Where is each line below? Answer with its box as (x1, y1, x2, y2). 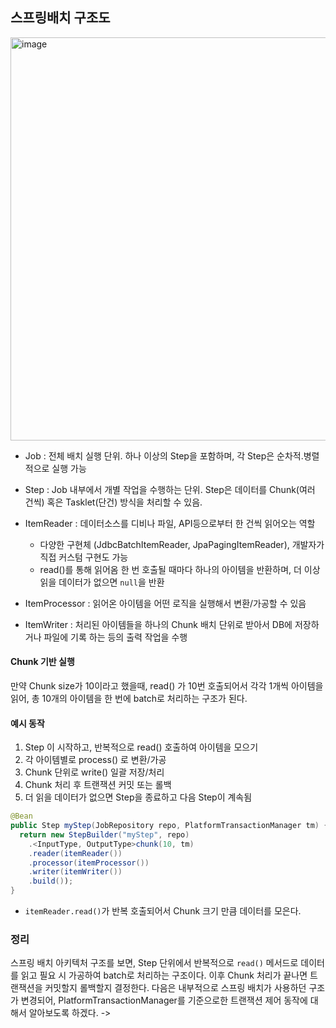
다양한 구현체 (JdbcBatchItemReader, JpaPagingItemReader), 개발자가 (39, 538, 325, 550)
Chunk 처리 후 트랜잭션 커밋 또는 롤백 (24, 779, 172, 791)
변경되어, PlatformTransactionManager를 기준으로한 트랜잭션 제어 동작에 (20, 994, 308, 1007)
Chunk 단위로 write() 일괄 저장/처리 (24, 766, 165, 778)
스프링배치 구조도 (10, 9, 111, 27)
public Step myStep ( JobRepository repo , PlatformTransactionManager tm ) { (10, 821, 329, 831)
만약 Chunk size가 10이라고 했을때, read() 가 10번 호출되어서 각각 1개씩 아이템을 (10, 680, 324, 692)
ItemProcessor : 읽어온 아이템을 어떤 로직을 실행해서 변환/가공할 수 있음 (24, 597, 307, 609)
